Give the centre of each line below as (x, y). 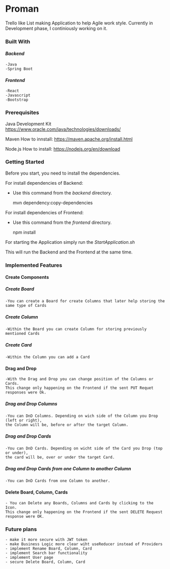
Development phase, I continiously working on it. (56, 28)
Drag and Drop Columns (31, 404)
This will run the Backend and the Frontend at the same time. (69, 252)
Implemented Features (34, 265)
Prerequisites (22, 112)
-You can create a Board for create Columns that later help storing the (85, 301)
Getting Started (25, 162)
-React (12, 91)
